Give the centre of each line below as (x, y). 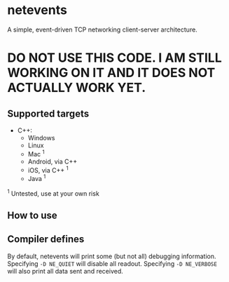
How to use (32, 215)
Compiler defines (46, 240)
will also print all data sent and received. (65, 271)
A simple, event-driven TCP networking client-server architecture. (102, 29)
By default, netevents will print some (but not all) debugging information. (112, 256)
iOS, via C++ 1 (48, 169)
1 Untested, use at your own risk (53, 193)
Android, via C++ (53, 161)
